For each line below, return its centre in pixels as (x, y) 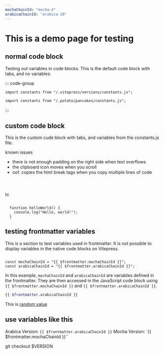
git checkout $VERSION (29, 346)
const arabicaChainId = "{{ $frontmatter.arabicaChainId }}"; (70, 266)
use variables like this (39, 320)
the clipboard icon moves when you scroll (54, 167)
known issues (19, 152)
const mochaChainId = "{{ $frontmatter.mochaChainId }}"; (66, 262)
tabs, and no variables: (28, 74)
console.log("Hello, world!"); (46, 212)
